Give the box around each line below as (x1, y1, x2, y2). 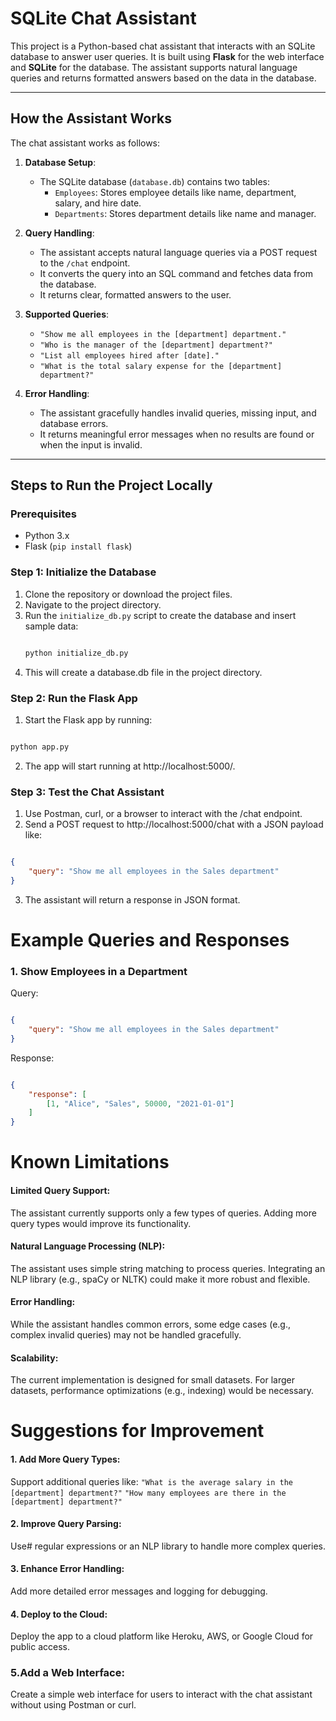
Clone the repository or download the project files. (24, 588, 233, 600)
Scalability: (10, 1352, 59, 1364)
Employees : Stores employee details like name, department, (54, 186, 297, 198)
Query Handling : (24, 227, 95, 239)
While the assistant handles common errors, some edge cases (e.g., (10, 1318, 291, 1330)
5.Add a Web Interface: (10, 1666, 125, 1680)
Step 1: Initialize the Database (10, 565, 157, 579)
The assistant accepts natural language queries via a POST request (39, 246, 318, 258)
